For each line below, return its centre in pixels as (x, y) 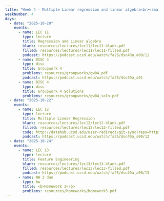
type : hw (31, 182)
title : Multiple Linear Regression (59, 118)
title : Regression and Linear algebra (62, 41)
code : (28, 132)
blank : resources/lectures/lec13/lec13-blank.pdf (74, 164)
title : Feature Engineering (51, 159)
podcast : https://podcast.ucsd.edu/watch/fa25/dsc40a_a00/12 (86, 137)
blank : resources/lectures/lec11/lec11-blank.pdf (74, 46)
